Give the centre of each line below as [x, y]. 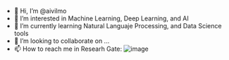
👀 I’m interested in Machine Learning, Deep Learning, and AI [101, 18]
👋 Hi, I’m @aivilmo [40, 11]
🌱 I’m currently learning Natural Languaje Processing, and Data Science [118, 26]
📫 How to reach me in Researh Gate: [68, 49]
